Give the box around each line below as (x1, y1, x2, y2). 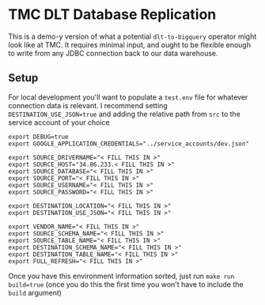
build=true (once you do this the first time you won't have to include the (8, 279, 244, 289)
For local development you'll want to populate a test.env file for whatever (8, 92, 248, 102)
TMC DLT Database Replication (8, 6, 217, 24)
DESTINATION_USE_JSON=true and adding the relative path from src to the (8, 109, 241, 119)
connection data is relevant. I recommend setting (8, 100, 168, 110)
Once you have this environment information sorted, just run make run (8, 271, 235, 281)
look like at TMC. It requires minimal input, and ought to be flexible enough (8, 40, 252, 49)
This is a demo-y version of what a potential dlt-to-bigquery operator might (8, 32, 257, 41)
